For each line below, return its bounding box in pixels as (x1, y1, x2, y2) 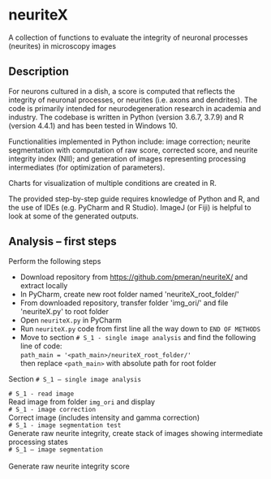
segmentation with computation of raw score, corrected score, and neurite (8, 145, 258, 155)
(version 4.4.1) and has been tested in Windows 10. (8, 120, 179, 131)
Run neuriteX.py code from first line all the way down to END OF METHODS (19, 323, 261, 334)
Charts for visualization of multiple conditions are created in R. (8, 178, 217, 188)
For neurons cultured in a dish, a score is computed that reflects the (8, 86, 235, 96)
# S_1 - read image (8, 390, 75, 398)
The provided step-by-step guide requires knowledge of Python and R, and (8, 193, 260, 204)
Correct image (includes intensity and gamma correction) (8, 412, 200, 422)
